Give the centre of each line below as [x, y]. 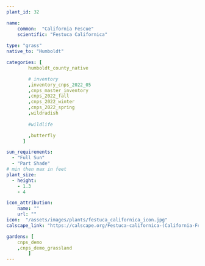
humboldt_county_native [58, 68]
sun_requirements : [30, 152]
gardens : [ [20, 236]
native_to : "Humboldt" [35, 52]
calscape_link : [26, 225]
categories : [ [24, 62]
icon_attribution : [30, 203]
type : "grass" [24, 46]
